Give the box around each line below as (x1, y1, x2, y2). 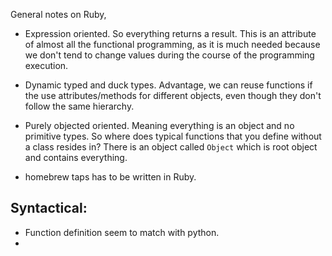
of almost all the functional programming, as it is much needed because (24, 39, 321, 50)
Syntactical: (10, 200, 88, 217)
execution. (24, 60, 69, 71)
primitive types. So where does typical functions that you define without (24, 130, 322, 142)
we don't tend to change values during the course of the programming (24, 49, 315, 61)
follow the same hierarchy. (24, 100, 135, 112)
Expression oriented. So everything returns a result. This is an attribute (24, 28, 317, 39)
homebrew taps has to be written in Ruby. (24, 171, 197, 183)
